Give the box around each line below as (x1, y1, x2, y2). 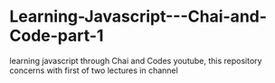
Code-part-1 (9, 25, 104, 46)
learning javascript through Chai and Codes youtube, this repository (9, 55, 262, 66)
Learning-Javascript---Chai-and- (9, 6, 268, 27)
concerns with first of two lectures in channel (9, 65, 178, 76)
